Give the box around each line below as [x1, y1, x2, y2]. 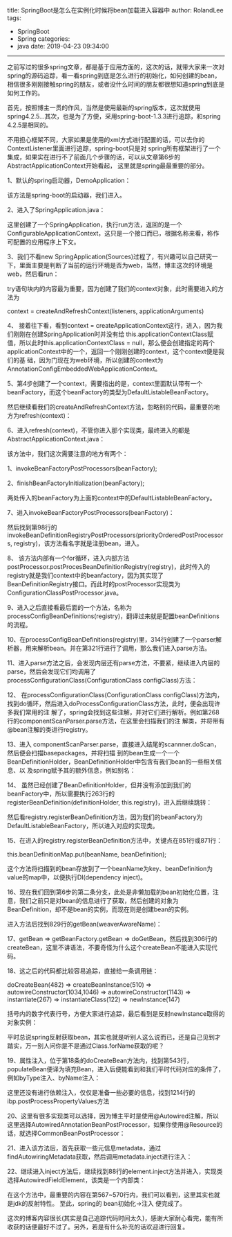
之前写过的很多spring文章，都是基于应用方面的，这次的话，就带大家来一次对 [7, 63, 225, 71]
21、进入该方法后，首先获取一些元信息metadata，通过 [7, 1144, 162, 1152]
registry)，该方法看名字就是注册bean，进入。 [13, 539, 143, 547]
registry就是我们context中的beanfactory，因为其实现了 [7, 571, 164, 579]
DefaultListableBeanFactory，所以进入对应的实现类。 [7, 822, 159, 830]
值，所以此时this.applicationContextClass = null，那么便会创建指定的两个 [7, 339, 215, 346]
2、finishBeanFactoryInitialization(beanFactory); [7, 479, 145, 487]
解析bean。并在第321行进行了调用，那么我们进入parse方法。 [37, 644, 211, 652]
